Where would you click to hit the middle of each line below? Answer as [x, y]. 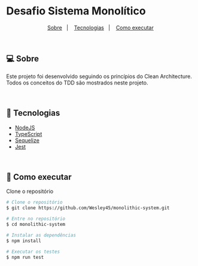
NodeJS [25, 128]
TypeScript [28, 134]
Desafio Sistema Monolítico [76, 11]
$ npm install [24, 241]
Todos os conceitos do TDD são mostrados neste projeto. [77, 83]
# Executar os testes [33, 252]
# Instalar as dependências [41, 235]
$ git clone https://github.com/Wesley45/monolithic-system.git [88, 208]
